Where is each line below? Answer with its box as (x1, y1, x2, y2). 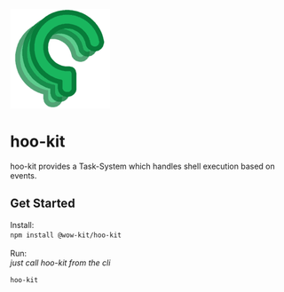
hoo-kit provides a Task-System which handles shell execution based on (10, 161, 275, 171)
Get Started (10, 196, 75, 211)
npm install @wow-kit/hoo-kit (10, 231, 122, 240)
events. (10, 170, 37, 181)
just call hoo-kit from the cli (10, 257, 111, 268)
